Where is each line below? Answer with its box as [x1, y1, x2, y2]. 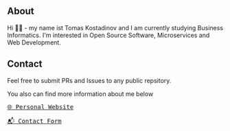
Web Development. [7, 38, 62, 47]
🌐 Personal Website [7, 103, 74, 110]
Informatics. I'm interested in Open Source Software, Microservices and [7, 31, 210, 39]
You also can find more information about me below [7, 89, 154, 98]
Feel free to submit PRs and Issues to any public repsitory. [7, 76, 172, 84]
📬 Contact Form [7, 117, 62, 125]
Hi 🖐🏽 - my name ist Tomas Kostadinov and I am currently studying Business [7, 23, 224, 32]
